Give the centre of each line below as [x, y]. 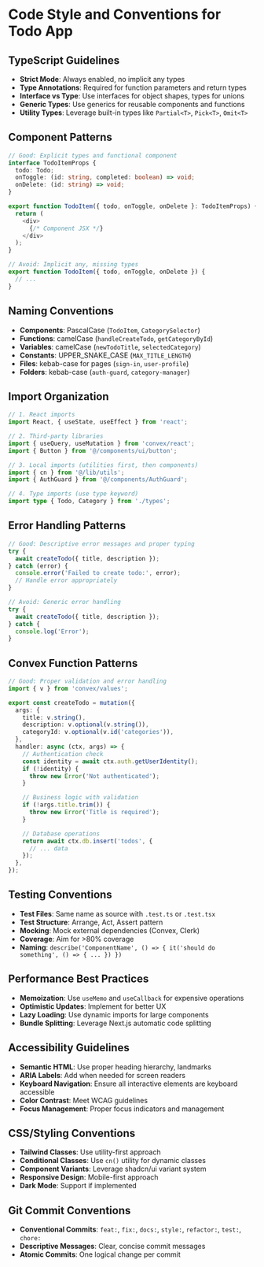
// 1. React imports [42, 415]
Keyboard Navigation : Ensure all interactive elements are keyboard [128, 1084]
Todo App [40, 31]
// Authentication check [63, 754]
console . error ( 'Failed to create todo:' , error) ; [98, 573]
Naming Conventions [61, 311]
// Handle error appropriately [66, 580]
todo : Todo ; [35, 170]
